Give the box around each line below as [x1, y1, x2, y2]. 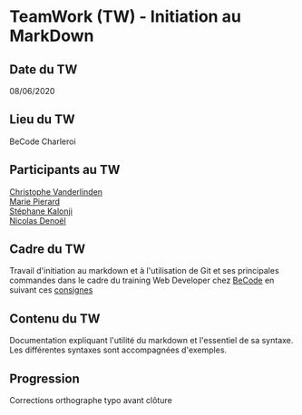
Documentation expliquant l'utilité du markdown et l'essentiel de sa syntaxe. [9, 335, 294, 346]
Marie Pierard [9, 196, 61, 207]
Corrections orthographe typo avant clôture [9, 395, 172, 406]
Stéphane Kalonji [9, 206, 73, 217]
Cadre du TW [9, 242, 86, 257]
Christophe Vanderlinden [9, 186, 102, 197]
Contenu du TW [9, 311, 101, 326]
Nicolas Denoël [9, 215, 66, 226]
